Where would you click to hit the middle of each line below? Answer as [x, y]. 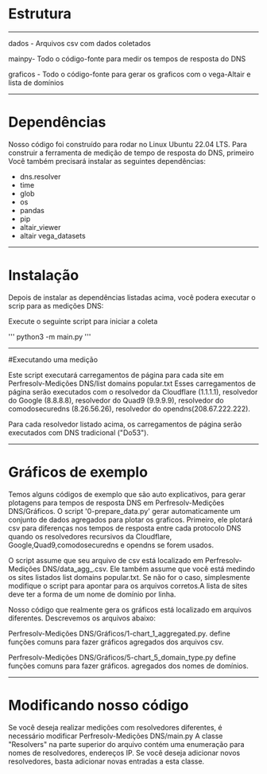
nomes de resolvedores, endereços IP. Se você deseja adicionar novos [124, 753]
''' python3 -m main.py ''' [50, 336]
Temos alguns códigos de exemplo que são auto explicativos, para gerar [127, 494]
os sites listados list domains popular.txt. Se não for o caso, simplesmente [129, 577]
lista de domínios [36, 82]
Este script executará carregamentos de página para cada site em [116, 375]
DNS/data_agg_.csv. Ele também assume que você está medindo [149, 569]
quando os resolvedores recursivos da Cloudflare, [90, 536]
